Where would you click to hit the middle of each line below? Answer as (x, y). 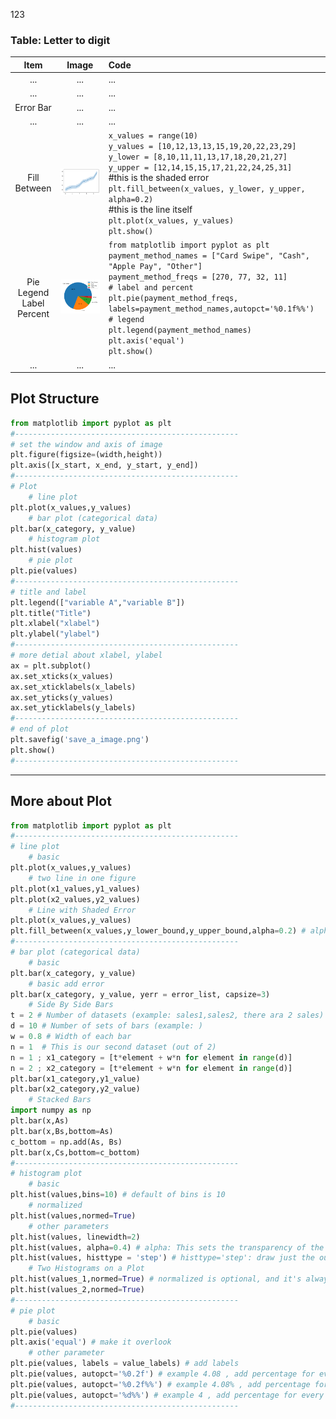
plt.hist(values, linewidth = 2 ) (75, 1237)
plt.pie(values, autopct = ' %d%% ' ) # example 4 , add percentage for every (167, 1395)
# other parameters (69, 1226)
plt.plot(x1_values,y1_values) (75, 889)
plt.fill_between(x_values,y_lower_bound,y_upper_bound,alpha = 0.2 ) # (158, 931)
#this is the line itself (150, 210)
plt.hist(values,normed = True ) (73, 1215)
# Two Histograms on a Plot (86, 1269)
